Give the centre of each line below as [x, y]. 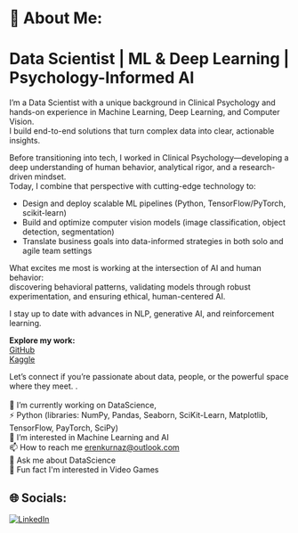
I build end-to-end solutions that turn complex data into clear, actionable [142, 131]
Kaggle [22, 359]
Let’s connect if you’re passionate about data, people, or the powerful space [149, 377]
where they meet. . [44, 386]
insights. [25, 141]
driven [21, 176]
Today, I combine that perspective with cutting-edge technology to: [133, 186]
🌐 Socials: [38, 498]
